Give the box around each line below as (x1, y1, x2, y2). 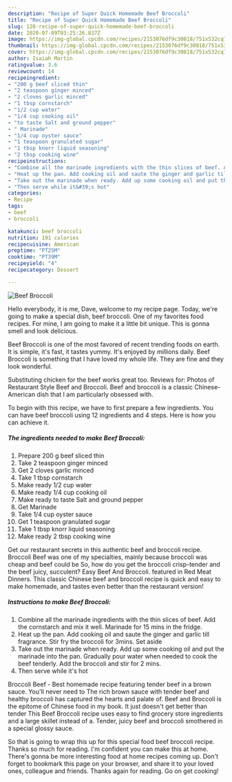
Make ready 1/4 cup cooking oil (17, 488, 107, 496)
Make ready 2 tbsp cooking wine (17, 532, 111, 540)
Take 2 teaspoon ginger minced (17, 458, 109, 467)
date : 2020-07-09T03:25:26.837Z (8, 29, 101, 37)
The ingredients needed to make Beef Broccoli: (8, 434, 145, 442)
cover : (8, 49, 27, 56)
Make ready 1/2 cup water (17, 480, 92, 489)
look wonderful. (8, 362, 52, 370)
